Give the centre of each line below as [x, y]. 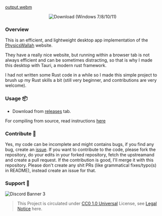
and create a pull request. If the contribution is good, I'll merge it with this [79, 160]
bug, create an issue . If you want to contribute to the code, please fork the [81, 149]
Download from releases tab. [42, 111]
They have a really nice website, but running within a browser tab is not [78, 55]
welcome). [16, 85]
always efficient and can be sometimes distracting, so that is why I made [79, 60]
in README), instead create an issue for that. [51, 170]
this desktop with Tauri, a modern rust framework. [56, 66]
